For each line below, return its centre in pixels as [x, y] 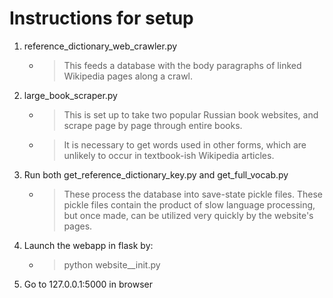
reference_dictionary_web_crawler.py [100, 46]
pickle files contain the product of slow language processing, [189, 204]
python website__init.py [112, 264]
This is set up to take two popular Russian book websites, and [191, 114]
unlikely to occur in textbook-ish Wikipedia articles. [169, 155]
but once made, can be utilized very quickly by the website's [188, 215]
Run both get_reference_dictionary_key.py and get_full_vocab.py [156, 174]
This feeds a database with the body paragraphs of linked [182, 65]
